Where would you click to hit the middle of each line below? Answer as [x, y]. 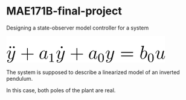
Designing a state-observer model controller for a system [78, 28]
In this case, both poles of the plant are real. [61, 90]
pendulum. [20, 78]
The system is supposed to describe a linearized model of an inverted [93, 72]
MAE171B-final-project [64, 11]
